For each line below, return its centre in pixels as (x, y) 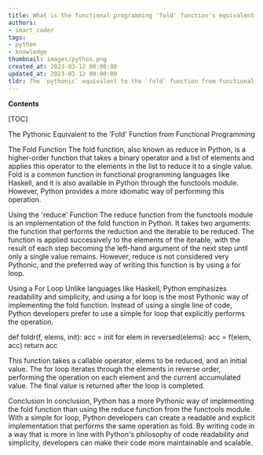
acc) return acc (33, 345)
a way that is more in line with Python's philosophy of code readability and (128, 434)
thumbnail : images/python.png (58, 60)
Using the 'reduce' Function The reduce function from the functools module (131, 215)
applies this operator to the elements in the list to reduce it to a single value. (131, 166)
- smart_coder (31, 30)
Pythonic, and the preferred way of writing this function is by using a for (124, 265)
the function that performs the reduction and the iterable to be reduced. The (131, 231)
